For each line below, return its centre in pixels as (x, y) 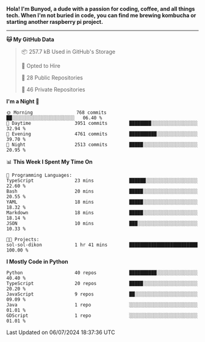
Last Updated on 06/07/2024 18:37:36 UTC (61, 332)
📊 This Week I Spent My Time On (49, 162)
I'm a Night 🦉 (23, 101)
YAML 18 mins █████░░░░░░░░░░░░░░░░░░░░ (102, 202)
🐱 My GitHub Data (31, 39)
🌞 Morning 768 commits (56, 113)
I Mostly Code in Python (37, 262)
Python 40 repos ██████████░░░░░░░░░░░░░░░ (102, 273)
